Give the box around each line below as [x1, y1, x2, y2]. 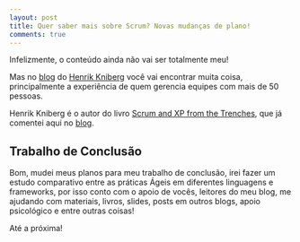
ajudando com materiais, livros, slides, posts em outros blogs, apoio [9, 196, 261, 207]
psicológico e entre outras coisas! [9, 205, 135, 216]
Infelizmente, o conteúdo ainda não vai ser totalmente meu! [9, 55, 229, 65]
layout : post [9, 13, 58, 22]
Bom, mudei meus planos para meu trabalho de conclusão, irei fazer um [9, 168, 276, 178]
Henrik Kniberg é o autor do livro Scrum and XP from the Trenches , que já [9, 108, 283, 119]
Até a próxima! [9, 223, 63, 234]
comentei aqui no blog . [9, 117, 94, 128]
